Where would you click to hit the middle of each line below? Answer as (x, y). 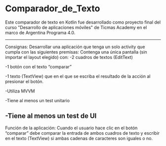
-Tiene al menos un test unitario (38, 100)
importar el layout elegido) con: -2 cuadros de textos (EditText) (69, 57)
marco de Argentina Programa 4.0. (40, 32)
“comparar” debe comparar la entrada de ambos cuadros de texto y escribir (82, 133)
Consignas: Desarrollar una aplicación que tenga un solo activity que (75, 47)
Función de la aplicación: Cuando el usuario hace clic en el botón (71, 128)
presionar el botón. (24, 81)
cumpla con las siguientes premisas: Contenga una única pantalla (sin (76, 52)
